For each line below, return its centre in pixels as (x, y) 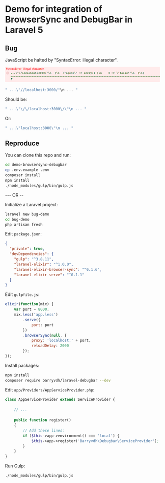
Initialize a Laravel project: (31, 204)
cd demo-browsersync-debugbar (36, 165)
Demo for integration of (54, 9)
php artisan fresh (24, 225)
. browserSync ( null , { (45, 335)
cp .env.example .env (27, 170)
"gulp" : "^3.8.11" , (34, 259)
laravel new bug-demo (27, 214)
